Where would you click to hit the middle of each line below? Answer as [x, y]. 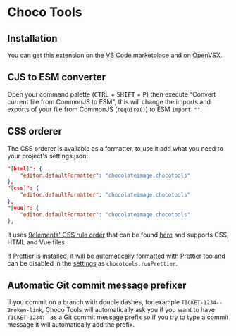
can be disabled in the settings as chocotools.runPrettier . [93, 263]
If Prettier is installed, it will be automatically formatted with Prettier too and [116, 256]
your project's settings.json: [48, 156]
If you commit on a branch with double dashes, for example [94, 302]
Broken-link [25, 311]
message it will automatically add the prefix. [71, 325]
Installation [32, 38]
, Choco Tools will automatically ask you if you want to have [129, 310]
